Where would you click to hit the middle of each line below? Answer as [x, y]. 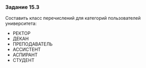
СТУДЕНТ [23, 60]
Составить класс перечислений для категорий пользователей [73, 18]
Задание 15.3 [22, 7]
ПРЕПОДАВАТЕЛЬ [33, 44]
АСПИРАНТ [25, 55]
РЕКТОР [21, 33]
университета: [21, 23]
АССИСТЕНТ [27, 50]
